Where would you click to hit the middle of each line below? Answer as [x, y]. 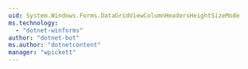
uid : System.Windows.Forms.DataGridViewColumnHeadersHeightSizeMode [124, 15]
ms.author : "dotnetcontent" [55, 45]
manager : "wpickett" [43, 52]
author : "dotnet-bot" [44, 38]
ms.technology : [33, 23]
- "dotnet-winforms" [49, 30]
